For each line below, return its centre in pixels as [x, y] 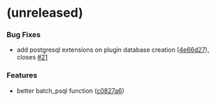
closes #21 [32, 57]
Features [22, 75]
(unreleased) [45, 13]
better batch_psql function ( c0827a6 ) [71, 90]
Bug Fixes [24, 35]
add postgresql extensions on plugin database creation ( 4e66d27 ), [113, 50]
